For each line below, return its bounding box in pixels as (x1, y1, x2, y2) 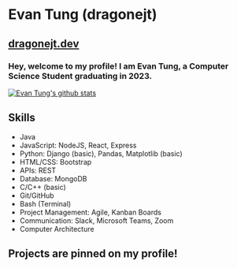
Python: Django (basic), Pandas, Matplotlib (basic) (19, 148, 183, 158)
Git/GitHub (19, 191, 54, 200)
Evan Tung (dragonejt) (8, 6, 157, 24)
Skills (8, 111, 35, 125)
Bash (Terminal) (19, 199, 72, 208)
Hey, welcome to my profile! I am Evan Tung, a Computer (8, 61, 229, 72)
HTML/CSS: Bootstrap (19, 157, 92, 166)
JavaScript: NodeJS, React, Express (19, 140, 137, 150)
